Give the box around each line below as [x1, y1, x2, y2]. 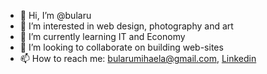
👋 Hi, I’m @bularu [19, 10, 92, 21]
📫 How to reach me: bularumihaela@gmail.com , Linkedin [19, 53, 257, 64]
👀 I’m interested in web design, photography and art [19, 20, 234, 32]
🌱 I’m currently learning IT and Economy [19, 31, 186, 42]
